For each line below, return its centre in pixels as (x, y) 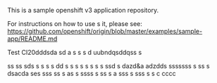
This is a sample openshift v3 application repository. (83, 10)
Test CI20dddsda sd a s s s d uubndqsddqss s (75, 52)
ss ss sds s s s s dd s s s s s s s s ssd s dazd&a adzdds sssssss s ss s (108, 66)
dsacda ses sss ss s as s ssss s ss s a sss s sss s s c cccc (92, 74)
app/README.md (32, 39)
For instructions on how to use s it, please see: (75, 24)
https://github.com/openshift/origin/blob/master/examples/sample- (105, 31)
